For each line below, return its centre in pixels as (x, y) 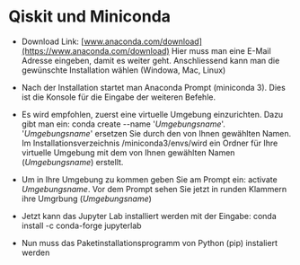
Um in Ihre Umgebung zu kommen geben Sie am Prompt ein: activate (149, 179)
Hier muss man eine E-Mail (221, 50)
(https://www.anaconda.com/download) (95, 50)
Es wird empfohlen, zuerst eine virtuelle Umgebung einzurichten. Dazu (152, 114)
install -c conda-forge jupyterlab (81, 225)
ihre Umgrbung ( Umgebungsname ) (86, 199)
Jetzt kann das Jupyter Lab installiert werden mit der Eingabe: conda (149, 216)
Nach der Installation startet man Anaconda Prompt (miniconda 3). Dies (154, 87)
